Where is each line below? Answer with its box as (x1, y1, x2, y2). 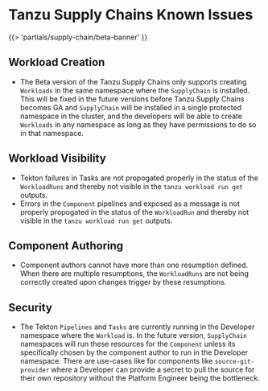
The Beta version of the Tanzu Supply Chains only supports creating (19, 76, 247, 86)
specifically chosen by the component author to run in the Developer (19, 348, 249, 357)
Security (8, 300, 52, 315)
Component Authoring (8, 239, 124, 253)
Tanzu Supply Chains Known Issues (8, 6, 254, 24)
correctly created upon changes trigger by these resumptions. (19, 278, 227, 287)
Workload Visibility (8, 151, 106, 166)
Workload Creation (8, 56, 105, 69)
